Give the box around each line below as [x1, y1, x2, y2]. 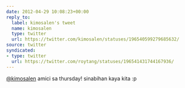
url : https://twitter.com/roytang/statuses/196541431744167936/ [11, 58, 174, 64]
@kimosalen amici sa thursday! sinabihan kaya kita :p [6, 75, 137, 82]
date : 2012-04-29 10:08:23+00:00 [6, 8, 89, 15]
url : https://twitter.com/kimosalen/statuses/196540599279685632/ [11, 36, 180, 42]
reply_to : [6, 14, 31, 20]
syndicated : [6, 48, 36, 54]
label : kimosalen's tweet [11, 20, 76, 26]
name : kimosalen [11, 25, 52, 32]
